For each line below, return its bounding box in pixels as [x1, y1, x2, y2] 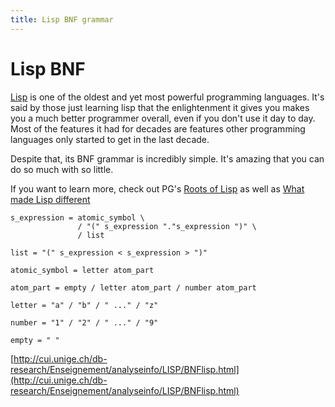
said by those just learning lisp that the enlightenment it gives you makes [10, 101, 310, 113]
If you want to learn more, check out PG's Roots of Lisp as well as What [10, 182, 305, 195]
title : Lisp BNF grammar [10, 14, 114, 25]
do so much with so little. [10, 163, 114, 175]
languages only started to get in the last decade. [10, 133, 210, 145]
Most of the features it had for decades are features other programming [10, 122, 306, 135]
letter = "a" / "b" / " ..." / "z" [10, 300, 159, 310]
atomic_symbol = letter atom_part [10, 265, 155, 275]
